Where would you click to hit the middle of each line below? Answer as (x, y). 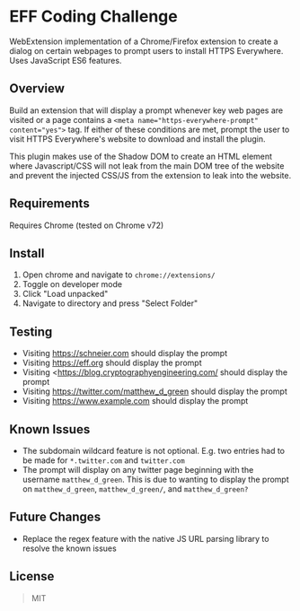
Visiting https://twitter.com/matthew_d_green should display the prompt (154, 391)
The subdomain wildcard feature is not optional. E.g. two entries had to (154, 451)
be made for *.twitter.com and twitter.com (104, 460)
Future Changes (55, 517)
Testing (31, 332)
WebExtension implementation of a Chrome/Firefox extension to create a (144, 41)
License (32, 576)
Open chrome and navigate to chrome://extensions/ (119, 275)
